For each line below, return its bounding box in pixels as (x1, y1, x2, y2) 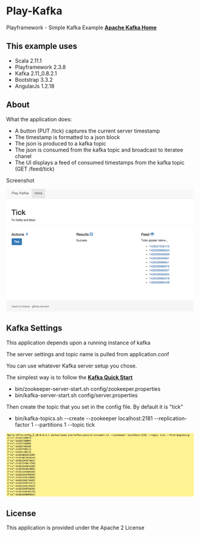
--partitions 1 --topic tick (35, 421, 95, 428)
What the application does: (6, 115, 73, 123)
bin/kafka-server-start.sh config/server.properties (14, 391, 138, 399)
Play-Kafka (6, 4, 62, 18)
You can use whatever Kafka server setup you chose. (6, 362, 137, 369)
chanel (14, 152, 32, 159)
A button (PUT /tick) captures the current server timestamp (14, 127, 160, 134)
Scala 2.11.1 (14, 57, 42, 64)
